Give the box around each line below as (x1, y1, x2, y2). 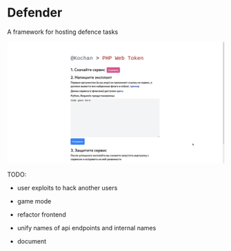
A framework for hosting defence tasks (7, 28, 119, 36)
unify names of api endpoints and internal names (17, 224, 157, 232)
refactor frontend (17, 210, 67, 219)
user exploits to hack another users (17, 184, 118, 192)
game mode (17, 197, 52, 205)
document (17, 237, 47, 245)
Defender (7, 5, 63, 21)
